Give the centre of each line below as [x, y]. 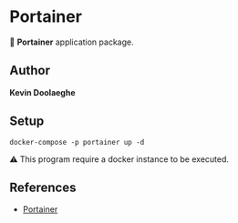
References [43, 187]
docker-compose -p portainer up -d [77, 142]
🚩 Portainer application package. [72, 42]
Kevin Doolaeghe [42, 92]
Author [30, 71]
